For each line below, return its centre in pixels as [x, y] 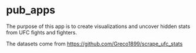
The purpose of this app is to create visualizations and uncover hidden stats [98, 26]
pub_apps [31, 10]
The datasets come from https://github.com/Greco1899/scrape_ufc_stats [94, 44]
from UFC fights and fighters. [42, 32]
